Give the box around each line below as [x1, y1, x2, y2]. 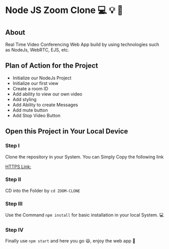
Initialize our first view [12, 80, 59, 86]
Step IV [5, 226, 24, 233]
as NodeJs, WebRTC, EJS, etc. [5, 47, 69, 53]
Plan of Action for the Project [5, 62, 98, 70]
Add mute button [12, 107, 48, 113]
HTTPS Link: [5, 163, 31, 170]
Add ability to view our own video [12, 91, 82, 97]
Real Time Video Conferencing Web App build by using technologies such [5, 41, 159, 47]
